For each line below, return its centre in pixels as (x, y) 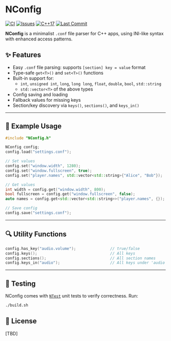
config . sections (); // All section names (81, 258)
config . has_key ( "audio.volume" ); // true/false (73, 248)
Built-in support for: (33, 78)
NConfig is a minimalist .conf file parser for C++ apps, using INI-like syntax (84, 33)
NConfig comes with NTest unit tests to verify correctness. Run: (72, 296)
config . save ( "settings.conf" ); (38, 213)
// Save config (21, 208)
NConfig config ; (22, 147)
